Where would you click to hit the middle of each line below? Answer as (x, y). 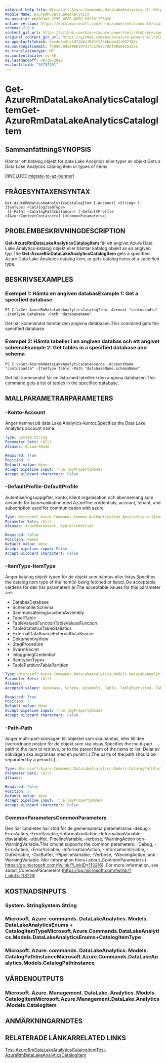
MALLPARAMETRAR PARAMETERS (59, 398)
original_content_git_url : (33, 38)
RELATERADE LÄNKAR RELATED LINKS (66, 1038)
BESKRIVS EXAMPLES (39, 280)
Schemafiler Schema (33, 608)
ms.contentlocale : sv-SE (31, 56)
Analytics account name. (30, 428)
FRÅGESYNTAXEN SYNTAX (48, 191)
